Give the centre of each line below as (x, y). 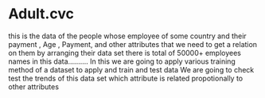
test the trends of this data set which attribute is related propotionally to (126, 78)
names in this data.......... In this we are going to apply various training (122, 61)
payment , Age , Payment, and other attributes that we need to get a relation (132, 44)
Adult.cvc (41, 14)
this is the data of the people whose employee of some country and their (127, 36)
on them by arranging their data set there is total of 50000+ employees (125, 53)
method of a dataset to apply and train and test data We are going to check (131, 69)
